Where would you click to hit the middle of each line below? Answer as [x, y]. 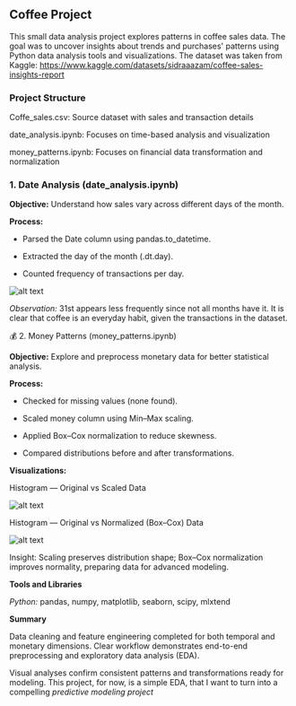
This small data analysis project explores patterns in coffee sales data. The [148, 36]
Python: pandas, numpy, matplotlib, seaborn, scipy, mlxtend [120, 602]
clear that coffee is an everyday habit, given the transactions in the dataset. [149, 318]
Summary [28, 619]
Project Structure [48, 98]
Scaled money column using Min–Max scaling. [108, 418]
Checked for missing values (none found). [100, 401]
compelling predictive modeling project [82, 692]
